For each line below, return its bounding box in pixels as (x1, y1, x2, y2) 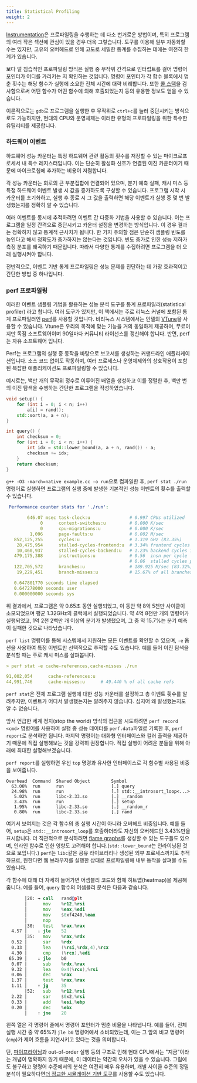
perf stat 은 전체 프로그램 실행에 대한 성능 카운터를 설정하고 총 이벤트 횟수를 (6, 690, 182, 698)
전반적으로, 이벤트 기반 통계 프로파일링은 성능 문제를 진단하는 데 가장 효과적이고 (6, 263, 188, 270)
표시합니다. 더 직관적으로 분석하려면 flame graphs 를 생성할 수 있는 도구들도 (6, 835, 179, 842)
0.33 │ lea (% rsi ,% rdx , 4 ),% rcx (11, 945, 109, 950)
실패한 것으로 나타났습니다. (12, 624, 74, 631)
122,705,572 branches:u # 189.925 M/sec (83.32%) (13, 564, 193, 570)
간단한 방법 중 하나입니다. (6, 270, 64, 277)
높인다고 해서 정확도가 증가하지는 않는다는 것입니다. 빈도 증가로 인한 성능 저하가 (6, 236, 188, 243)
